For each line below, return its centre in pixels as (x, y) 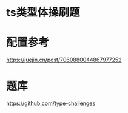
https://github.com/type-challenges (51, 103)
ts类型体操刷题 (43, 12)
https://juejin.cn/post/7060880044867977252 (64, 60)
